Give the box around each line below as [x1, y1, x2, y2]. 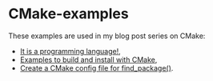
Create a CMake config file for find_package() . [19, 63, 174, 72]
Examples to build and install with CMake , [19, 55, 158, 64]
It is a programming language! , [19, 46, 122, 56]
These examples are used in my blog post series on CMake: [8, 31, 206, 40]
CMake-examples [8, 5, 130, 23]
